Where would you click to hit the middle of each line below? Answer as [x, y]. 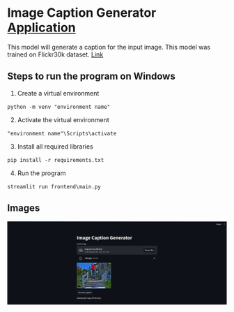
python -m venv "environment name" [59, 107]
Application [41, 28]
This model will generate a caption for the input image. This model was [109, 47]
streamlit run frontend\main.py [54, 186]
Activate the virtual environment [63, 119]
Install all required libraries [55, 146]
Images [24, 208]
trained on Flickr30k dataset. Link [55, 54]
